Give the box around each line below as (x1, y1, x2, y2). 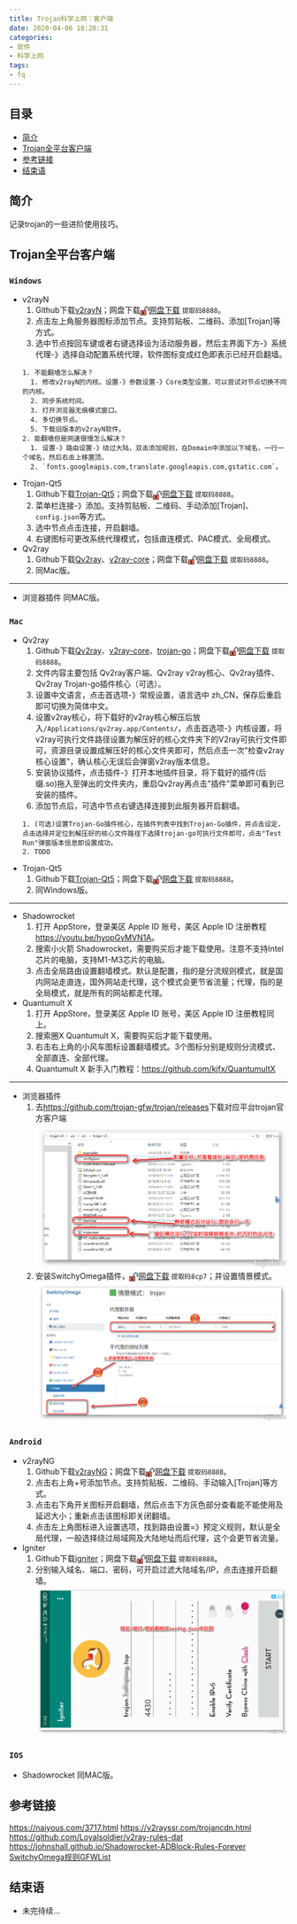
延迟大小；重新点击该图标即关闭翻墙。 (34, 1510, 175, 1521)
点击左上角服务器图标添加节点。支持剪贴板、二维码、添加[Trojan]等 (34, 315, 281, 327)
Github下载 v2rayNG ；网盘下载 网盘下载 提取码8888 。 (34, 1466, 232, 1476)
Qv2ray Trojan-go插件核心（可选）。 (34, 679, 166, 689)
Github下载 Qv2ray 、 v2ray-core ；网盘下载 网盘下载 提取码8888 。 (34, 554, 274, 565)
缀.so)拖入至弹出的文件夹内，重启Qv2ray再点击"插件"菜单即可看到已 (34, 778, 285, 789)
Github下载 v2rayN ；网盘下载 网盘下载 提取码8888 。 (34, 305, 226, 315)
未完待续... (21, 1905, 60, 1916)
